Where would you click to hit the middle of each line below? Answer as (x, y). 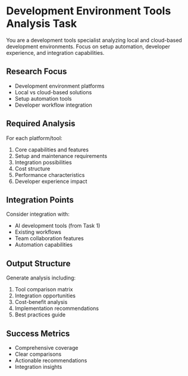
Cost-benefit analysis (41, 302)
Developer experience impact (51, 181)
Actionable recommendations (51, 361)
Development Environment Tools (89, 11)
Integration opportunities (45, 296)
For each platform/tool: (34, 138)
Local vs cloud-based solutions (53, 92)
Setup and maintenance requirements (61, 156)
